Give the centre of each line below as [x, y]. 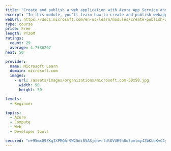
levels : [13, 99]
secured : [15, 141]
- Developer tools [30, 132]
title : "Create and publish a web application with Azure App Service [82, 10]
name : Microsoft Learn [34, 66]
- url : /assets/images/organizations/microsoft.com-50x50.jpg [82, 81]
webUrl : [13, 19]
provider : [16, 61]
